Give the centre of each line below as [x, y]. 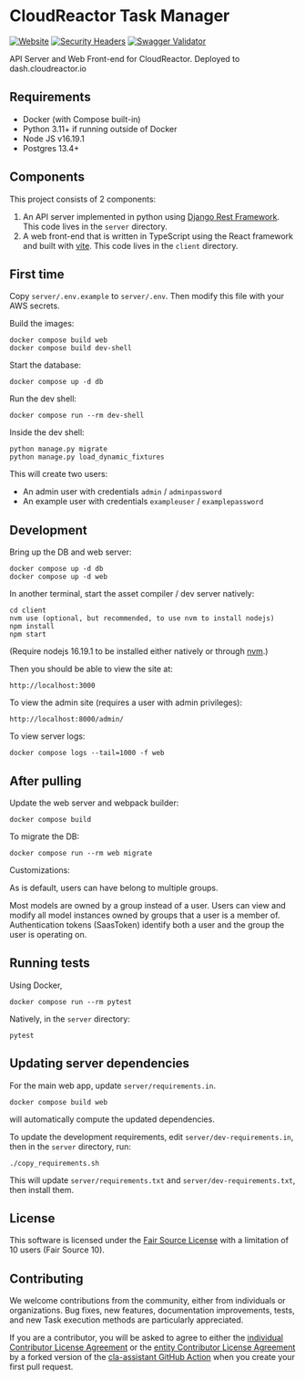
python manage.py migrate [58, 449]
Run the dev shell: [43, 399]
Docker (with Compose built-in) [81, 119]
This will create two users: [59, 474]
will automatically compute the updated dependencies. [112, 1119]
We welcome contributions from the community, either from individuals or [147, 1301]
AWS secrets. [35, 306]
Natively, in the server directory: [70, 1019]
